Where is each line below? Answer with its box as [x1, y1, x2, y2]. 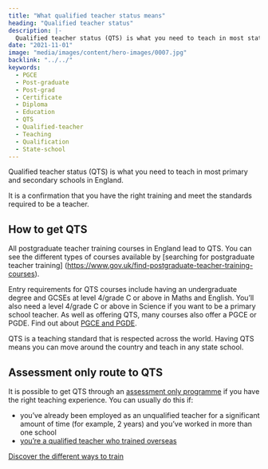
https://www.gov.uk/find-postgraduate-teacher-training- [67, 261, 254, 270]
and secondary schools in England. [8, 175, 124, 185]
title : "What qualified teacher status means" [8, 11, 166, 20]
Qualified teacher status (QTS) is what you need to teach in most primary [8, 167, 249, 176]
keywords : [8, 64, 41, 72]
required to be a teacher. [8, 199, 89, 209]
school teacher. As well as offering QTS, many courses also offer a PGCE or [8, 310, 257, 320]
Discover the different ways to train [8, 451, 124, 461]
